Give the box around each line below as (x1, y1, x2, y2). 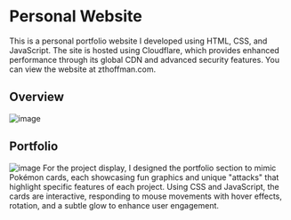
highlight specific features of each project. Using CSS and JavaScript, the (9, 181, 280, 192)
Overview (9, 90, 65, 105)
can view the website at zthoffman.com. (9, 64, 157, 75)
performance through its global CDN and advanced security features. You (9, 54, 280, 65)
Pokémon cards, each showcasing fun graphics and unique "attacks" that (9, 171, 279, 183)
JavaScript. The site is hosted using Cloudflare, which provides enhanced (9, 44, 280, 55)
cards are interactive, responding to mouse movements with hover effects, (9, 191, 283, 201)
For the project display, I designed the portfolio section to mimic (43, 162, 277, 173)
